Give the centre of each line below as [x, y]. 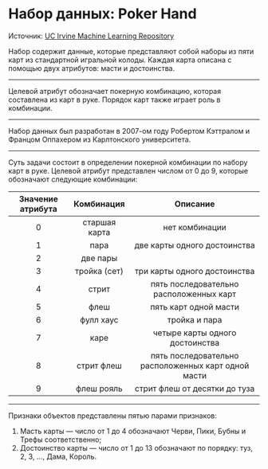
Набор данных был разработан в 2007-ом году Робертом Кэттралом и [129, 131]
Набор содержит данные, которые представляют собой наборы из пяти [131, 51]
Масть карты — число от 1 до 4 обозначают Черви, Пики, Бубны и [133, 431]
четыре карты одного [195, 333]
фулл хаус [99, 319]
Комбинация [99, 204]
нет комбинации [195, 227]
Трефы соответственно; [61, 440]
